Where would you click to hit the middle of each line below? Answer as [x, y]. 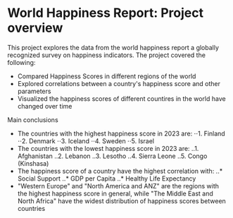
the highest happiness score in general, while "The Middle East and [115, 193]
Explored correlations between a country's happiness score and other [119, 83]
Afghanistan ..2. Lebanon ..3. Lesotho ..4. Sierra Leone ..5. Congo [112, 156]
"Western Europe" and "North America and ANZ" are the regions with [118, 186]
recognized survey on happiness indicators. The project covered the [107, 55]
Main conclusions [33, 120]
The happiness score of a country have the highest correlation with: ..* [120, 171]
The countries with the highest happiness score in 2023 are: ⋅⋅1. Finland [121, 133]
